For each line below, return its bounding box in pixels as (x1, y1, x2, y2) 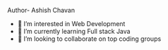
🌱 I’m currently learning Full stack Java (17, 27, 131, 35)
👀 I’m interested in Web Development (17, 20, 126, 27)
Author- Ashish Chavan (7, 6, 76, 14)
